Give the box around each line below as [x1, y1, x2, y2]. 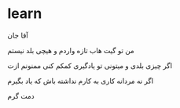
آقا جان [7, 31, 28, 40]
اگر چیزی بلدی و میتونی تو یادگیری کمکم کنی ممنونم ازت [7, 60, 173, 70]
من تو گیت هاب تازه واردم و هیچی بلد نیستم [7, 45, 134, 55]
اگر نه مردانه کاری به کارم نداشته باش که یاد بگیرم [7, 76, 154, 85]
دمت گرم [7, 91, 35, 100]
